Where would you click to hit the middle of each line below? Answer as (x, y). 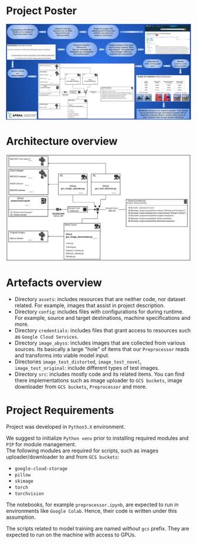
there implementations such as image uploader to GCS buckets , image (98, 381)
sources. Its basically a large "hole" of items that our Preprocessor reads (102, 349)
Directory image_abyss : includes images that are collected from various (100, 343)
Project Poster (42, 11)
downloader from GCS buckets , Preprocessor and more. (81, 387)
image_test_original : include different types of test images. (87, 368)
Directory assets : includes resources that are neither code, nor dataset (100, 299)
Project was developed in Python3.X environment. (66, 427)
